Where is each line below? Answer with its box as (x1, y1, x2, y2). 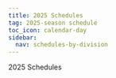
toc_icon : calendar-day (8, 26, 87, 34)
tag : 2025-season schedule (8, 19, 98, 27)
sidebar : (8, 33, 37, 42)
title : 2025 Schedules (8, 11, 83, 20)
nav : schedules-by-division (15, 41, 109, 49)
